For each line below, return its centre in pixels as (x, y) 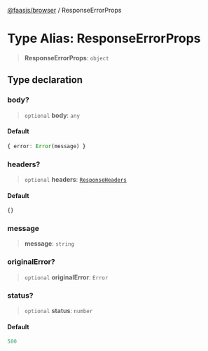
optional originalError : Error (66, 277)
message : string (49, 244)
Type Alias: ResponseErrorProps (104, 39)
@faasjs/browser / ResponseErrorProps (64, 10)
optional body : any (52, 115)
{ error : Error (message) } (47, 146)
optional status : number (58, 310)
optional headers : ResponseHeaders (76, 179)
